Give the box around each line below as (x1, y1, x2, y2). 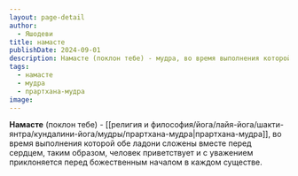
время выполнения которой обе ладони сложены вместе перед (9, 138, 252, 149)
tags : (9, 63, 29, 72)
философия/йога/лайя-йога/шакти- (150, 119, 284, 130)
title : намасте (9, 37, 66, 47)
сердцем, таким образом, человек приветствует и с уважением (9, 148, 254, 158)
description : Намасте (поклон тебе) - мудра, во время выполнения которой (9, 54, 292, 63)
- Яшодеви (17, 29, 53, 38)
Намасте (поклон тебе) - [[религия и (9, 119, 149, 130)
